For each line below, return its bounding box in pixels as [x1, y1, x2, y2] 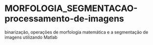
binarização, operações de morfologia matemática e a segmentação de [4, 29, 149, 35]
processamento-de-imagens [4, 13, 124, 24]
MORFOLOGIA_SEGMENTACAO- [4, 3, 138, 14]
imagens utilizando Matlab [4, 34, 58, 40]
